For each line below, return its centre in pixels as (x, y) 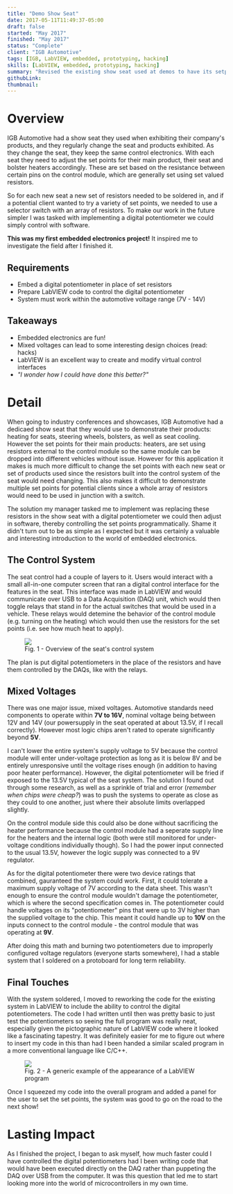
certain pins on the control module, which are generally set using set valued (115, 175)
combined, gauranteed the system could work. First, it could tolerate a (107, 881)
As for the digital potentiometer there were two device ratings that (101, 874)
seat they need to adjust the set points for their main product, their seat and (115, 160)
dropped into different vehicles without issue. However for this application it (115, 458)
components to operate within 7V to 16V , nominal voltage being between (112, 716)
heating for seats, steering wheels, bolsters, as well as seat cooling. (104, 436)
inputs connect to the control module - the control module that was (103, 925)
